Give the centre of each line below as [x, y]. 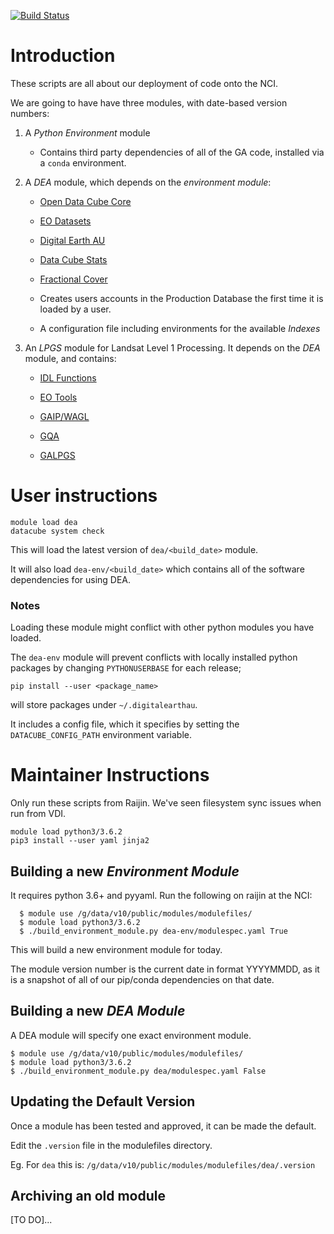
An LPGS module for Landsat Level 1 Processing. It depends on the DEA [172, 347]
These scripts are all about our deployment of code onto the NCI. [144, 83]
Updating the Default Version [103, 1101]
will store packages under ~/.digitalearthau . [104, 705]
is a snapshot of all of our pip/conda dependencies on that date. [142, 979]
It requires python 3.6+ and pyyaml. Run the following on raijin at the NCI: [161, 895]
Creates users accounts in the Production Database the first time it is [181, 298]
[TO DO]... [31, 1220]
